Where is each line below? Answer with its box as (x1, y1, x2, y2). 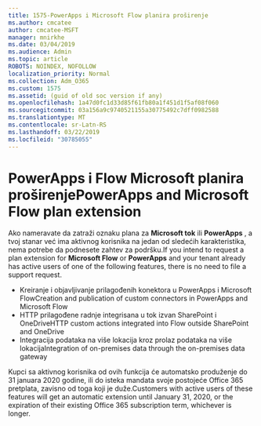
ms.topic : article (8, 56, 68, 64)
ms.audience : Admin (8, 48, 72, 56)
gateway (19, 352, 48, 362)
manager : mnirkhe (8, 33, 65, 42)
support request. (8, 270, 63, 279)
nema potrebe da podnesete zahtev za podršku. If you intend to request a (8, 245, 245, 255)
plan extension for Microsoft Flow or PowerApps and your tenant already (8, 253, 246, 263)
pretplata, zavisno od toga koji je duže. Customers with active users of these (8, 384, 253, 393)
